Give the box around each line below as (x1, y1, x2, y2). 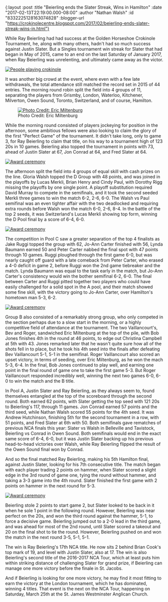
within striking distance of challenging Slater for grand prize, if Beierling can (5, 560, 162, 566)
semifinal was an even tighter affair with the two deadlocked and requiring (5, 200, 159, 206)
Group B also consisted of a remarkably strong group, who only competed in (5, 314, 163, 320)
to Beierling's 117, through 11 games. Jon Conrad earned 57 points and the (5, 404, 157, 410)
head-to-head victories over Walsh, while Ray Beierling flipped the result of (5, 441, 161, 447)
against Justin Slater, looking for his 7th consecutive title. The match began (5, 461, 160, 467)
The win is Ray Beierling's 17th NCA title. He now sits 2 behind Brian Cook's (5, 544, 161, 550)
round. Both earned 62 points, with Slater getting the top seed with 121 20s (5, 399, 159, 404)
